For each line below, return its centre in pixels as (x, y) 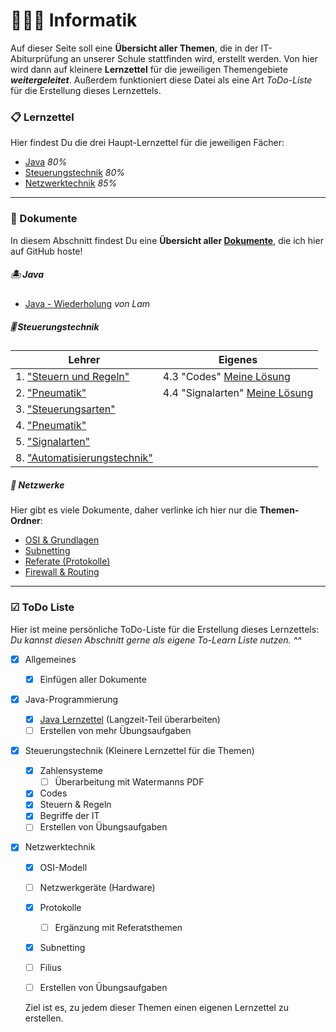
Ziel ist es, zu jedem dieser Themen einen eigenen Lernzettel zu (156, 1007)
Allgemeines (50, 659)
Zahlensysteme (71, 771)
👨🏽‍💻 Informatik (74, 20)
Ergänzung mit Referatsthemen (118, 927)
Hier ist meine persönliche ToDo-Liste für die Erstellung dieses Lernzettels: (165, 629)
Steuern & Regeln (75, 805)
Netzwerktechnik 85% (71, 183)
